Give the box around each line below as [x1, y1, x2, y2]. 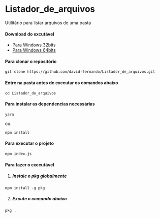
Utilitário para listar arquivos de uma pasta [5, 20, 91, 26]
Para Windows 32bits [12, 42, 56, 48]
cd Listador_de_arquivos [5, 91, 56, 95]
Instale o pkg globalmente [12, 173, 67, 179]
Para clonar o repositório [5, 58, 57, 64]
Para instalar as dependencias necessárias [5, 101, 95, 107]
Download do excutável [5, 31, 54, 37]
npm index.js [5, 151, 32, 156]
